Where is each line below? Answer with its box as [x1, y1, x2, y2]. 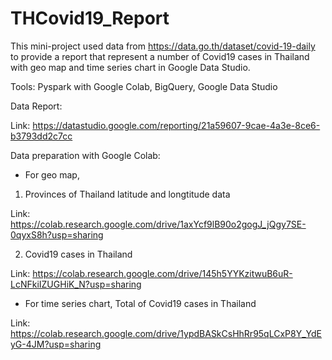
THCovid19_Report [10, 7, 170, 30]
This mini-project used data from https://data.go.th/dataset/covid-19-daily [10, 40, 316, 52]
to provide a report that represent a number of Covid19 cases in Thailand [10, 50, 310, 62]
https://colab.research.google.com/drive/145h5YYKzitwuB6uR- [32, 267, 293, 279]
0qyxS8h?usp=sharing [10, 228, 104, 241]
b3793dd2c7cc [10, 130, 73, 142]
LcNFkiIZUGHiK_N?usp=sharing [10, 278, 142, 290]
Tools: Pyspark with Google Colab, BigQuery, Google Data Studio [10, 80, 278, 92]
